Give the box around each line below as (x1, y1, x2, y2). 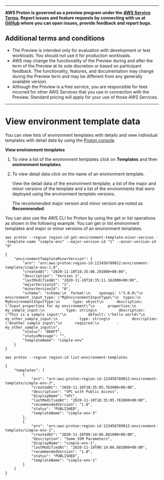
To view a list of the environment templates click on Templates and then (12, 156, 158, 162)
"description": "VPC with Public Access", (31, 389, 119, 394)
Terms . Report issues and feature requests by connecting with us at (5, 15, 145, 21)
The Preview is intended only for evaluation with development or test (12, 47, 150, 53)
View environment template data (5, 116, 141, 127)
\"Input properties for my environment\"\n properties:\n (5, 303, 137, 309)
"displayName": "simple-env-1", (31, 440, 97, 446)
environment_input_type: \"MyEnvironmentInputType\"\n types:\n (5, 295, 141, 300)
